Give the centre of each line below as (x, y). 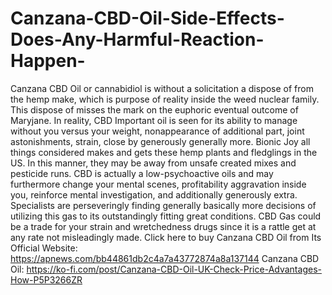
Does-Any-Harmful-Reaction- (137, 39)
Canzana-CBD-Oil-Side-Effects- (147, 18)
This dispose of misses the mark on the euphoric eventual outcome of (154, 109)
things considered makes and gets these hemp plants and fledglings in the (164, 152)
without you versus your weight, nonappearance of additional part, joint (157, 131)
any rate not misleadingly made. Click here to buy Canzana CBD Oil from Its (166, 237)
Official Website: (44, 248)
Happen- (48, 61)
